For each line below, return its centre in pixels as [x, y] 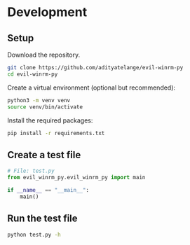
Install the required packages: [50, 120]
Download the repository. [44, 55]
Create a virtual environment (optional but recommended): [91, 87]
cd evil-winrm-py [33, 74]
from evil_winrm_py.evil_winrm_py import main [76, 178]
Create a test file [44, 155]
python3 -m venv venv [39, 100]
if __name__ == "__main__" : [48, 190]
